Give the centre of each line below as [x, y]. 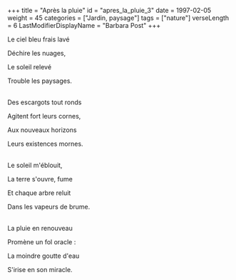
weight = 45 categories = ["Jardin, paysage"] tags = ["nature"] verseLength [118, 18]
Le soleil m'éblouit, [35, 165]
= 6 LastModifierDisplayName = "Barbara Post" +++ [84, 25]
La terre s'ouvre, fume [40, 179]
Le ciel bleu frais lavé [39, 39]
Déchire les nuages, [37, 53]
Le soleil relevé [30, 67]
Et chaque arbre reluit [39, 193]
